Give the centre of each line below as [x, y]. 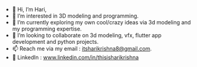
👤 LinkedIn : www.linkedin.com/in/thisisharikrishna [75, 57]
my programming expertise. [47, 29]
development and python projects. [55, 42]
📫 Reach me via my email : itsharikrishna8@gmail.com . [82, 48]
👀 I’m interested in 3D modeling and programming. [75, 16]
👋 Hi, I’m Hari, [29, 9]
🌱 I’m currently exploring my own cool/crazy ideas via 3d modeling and [101, 22]
